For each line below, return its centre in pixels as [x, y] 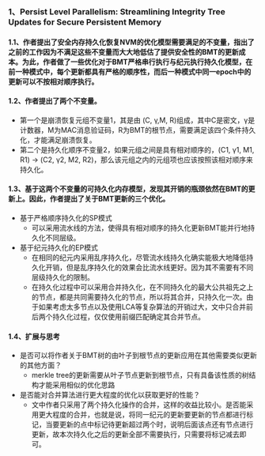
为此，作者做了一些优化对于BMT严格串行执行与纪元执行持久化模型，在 [137, 62]
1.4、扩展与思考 [34, 336]
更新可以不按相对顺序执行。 [53, 81]
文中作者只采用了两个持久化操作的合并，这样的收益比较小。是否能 [139, 405]
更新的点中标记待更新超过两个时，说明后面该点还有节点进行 [156, 424]
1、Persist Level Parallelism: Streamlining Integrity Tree [117, 11]
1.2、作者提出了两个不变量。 [55, 101]
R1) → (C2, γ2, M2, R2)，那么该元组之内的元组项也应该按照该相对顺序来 [136, 160]
